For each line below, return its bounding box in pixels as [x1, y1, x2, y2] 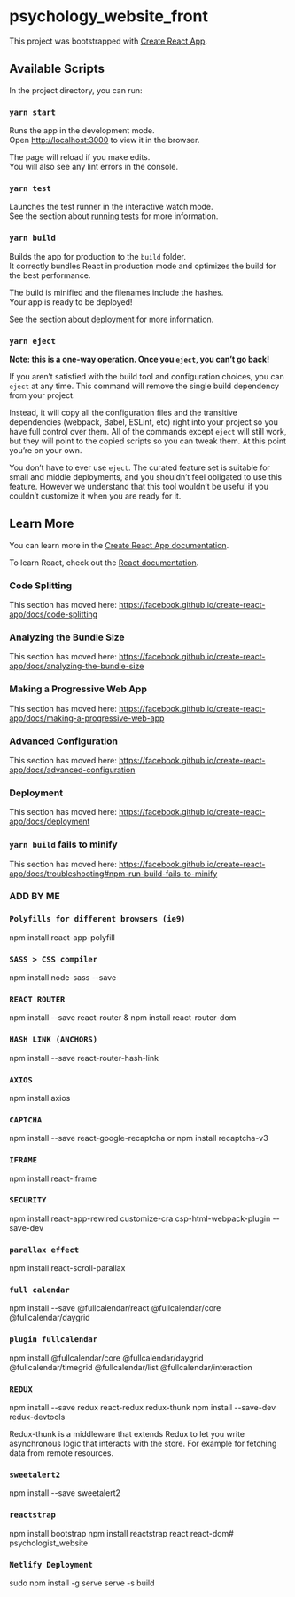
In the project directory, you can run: [9, 84, 143, 95]
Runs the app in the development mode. [9, 125, 155, 136]
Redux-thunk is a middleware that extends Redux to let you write [9, 1429, 245, 1440]
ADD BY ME [9, 890, 60, 903]
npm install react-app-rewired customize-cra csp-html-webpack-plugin [9, 1213, 271, 1224]
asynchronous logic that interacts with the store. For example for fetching [9, 1438, 277, 1449]
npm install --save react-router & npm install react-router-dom [9, 1012, 237, 1023]
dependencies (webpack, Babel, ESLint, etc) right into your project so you [9, 416, 279, 427]
